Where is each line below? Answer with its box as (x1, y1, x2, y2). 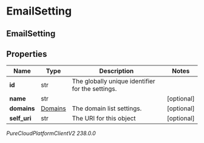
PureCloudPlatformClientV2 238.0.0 (6, 130, 96, 137)
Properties (6, 48, 47, 59)
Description (99, 67, 134, 75)
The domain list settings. (72, 104, 142, 113)
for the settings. (72, 85, 117, 93)
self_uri (9, 114, 32, 122)
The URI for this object (72, 114, 136, 122)
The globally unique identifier (72, 77, 156, 85)
